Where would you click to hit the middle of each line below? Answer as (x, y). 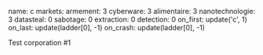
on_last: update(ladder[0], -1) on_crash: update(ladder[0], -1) (107, 27)
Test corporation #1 (40, 43)
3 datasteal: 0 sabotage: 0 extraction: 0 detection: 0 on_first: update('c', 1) (128, 19)
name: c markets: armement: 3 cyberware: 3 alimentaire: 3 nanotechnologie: (132, 11)
